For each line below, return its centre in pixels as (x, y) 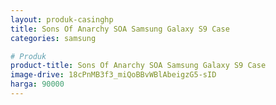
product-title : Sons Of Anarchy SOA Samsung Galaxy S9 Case (138, 66)
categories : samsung (53, 38)
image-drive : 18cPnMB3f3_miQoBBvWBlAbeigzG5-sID (113, 75)
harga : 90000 (37, 84)
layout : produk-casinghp (62, 19)
